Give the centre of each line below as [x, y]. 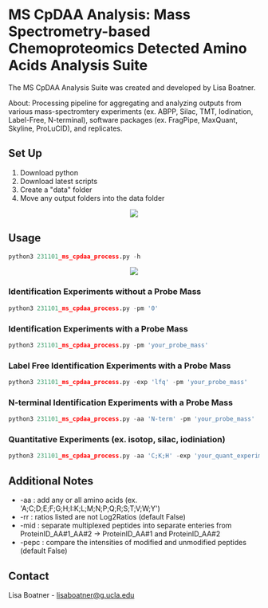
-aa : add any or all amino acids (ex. [79, 500]
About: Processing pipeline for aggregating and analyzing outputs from [125, 103]
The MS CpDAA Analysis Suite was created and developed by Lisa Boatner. [132, 87]
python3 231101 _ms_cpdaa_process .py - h [75, 257]
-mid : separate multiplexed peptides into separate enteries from [126, 526]
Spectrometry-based [79, 31]
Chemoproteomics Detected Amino [128, 49]
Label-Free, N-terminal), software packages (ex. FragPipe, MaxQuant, [123, 120]
